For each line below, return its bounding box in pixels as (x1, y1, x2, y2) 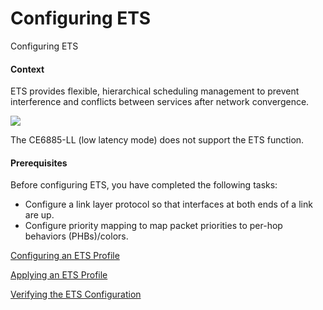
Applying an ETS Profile (10, 269, 108, 281)
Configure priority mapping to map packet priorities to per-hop (24, 220, 283, 232)
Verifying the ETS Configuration (10, 288, 142, 301)
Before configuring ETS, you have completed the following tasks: (10, 179, 278, 191)
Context (10, 63, 45, 75)
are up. (24, 209, 55, 221)
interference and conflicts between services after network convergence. (10, 96, 310, 108)
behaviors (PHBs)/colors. (24, 230, 129, 242)
